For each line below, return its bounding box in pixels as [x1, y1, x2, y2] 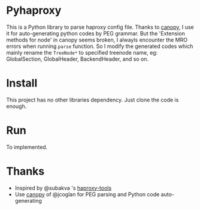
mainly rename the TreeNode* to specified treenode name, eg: [6, 49, 158, 56]
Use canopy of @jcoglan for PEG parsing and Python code [14, 190, 160, 198]
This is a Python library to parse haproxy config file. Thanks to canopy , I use [6, 23, 194, 31]
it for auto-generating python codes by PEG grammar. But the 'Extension [6, 29, 186, 37]
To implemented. [6, 143, 48, 151]
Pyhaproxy [6, 4, 62, 17]
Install [6, 76, 38, 90]
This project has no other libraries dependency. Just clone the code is [6, 96, 179, 103]
